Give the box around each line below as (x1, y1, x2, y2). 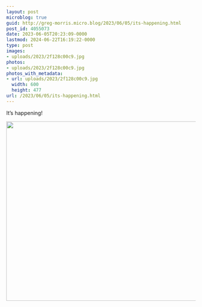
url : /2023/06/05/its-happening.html (6, 93, 101, 99)
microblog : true (6, 14, 47, 20)
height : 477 (11, 87, 42, 93)
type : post (6, 43, 34, 49)
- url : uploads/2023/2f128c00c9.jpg (6, 76, 98, 82)
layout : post (6, 8, 39, 15)
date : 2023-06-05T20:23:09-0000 (6, 31, 87, 37)
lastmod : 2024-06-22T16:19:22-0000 (6, 37, 96, 43)
